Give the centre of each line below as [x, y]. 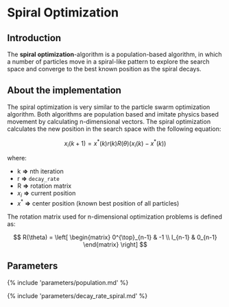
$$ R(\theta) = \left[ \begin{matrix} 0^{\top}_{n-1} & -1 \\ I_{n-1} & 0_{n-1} [115, 237]
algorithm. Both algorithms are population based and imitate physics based [113, 114]
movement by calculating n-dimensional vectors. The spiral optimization [109, 121]
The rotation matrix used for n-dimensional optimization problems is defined [115, 217]
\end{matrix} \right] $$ [115, 244]
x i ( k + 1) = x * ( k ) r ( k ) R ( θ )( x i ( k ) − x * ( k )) [115, 143]
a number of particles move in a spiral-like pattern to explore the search [109, 62]
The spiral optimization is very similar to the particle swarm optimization [109, 107]
